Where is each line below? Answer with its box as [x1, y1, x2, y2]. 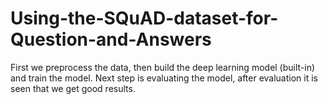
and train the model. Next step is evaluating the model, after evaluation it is [10, 72, 318, 84]
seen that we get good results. [10, 82, 136, 94]
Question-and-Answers [10, 28, 212, 51]
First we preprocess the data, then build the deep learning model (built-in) [10, 61, 316, 73]
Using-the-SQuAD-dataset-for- [10, 7, 279, 30]
